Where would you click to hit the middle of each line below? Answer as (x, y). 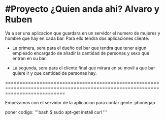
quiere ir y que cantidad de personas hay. (54, 73)
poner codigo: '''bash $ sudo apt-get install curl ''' (56, 112)
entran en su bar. (30, 58)
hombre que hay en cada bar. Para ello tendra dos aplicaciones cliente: (77, 38)
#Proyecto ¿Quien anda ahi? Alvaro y (82, 9)
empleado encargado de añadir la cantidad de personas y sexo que (81, 53)
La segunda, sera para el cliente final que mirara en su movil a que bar (83, 68)
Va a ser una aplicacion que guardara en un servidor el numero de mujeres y (83, 33)
